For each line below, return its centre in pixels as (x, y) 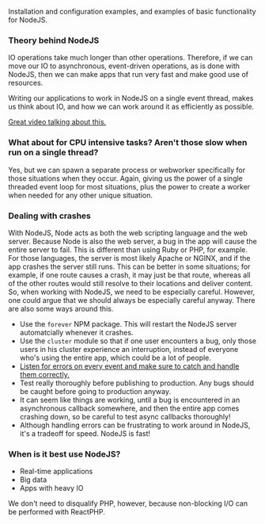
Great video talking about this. (57, 122)
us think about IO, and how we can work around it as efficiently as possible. (131, 107)
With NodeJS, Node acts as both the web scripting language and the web (128, 232)
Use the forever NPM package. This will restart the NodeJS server (128, 323)
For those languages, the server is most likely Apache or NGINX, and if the (129, 258)
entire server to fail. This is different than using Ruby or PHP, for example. (128, 250)
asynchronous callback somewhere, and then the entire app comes (129, 408)
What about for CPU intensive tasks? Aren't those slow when (128, 143)
